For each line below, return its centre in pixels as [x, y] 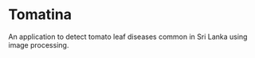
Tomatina [40, 15]
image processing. [39, 44]
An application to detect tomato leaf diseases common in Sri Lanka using [128, 37]
